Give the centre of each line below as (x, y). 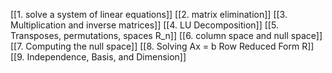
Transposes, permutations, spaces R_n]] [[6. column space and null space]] (166, 35)
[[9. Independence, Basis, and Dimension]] (98, 57)
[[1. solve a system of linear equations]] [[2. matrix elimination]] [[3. (149, 14)
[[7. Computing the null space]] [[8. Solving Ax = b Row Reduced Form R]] (162, 46)
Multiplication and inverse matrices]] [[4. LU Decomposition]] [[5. (144, 25)
